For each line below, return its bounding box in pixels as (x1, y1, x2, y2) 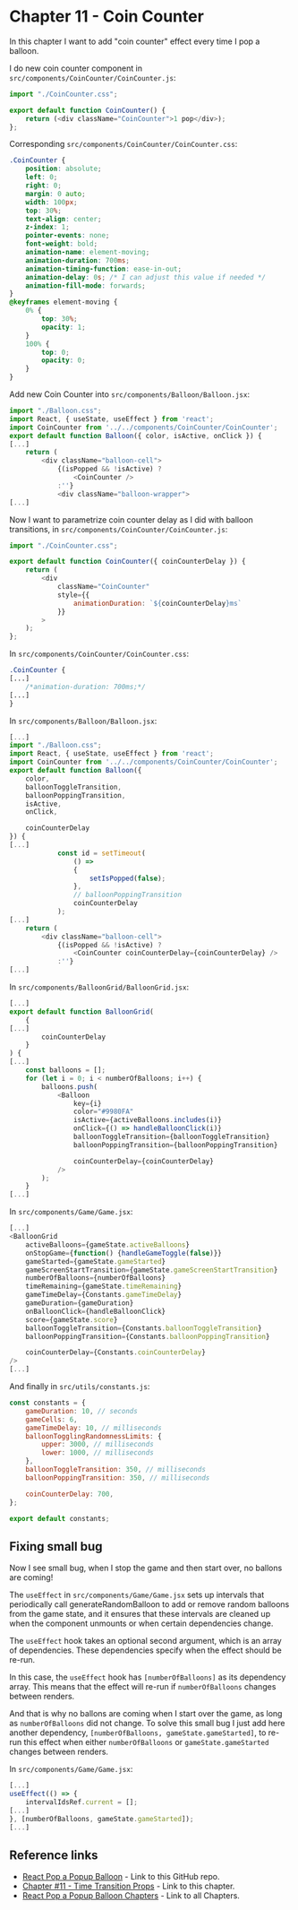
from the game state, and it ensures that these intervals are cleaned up (9, 1609, 271, 1620)
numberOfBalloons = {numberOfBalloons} (25, 1274, 166, 1283)
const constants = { (9, 1398, 87, 1408)
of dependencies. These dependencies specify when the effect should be (9, 1645, 282, 1655)
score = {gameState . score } (25, 1315, 118, 1324)
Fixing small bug (9, 1539, 103, 1554)
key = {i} (72, 1099, 102, 1108)
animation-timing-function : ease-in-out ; (25, 264, 182, 273)
